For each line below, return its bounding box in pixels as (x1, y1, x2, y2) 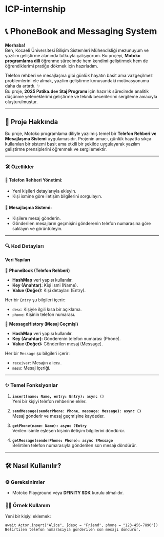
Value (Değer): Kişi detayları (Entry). (12, 288, 86, 293)
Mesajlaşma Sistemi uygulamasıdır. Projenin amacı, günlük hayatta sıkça (5, 135, 152, 141)
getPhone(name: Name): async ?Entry (12, 423, 87, 428)
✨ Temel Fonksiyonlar (5, 382, 58, 389)
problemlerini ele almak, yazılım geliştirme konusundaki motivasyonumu (5, 78, 149, 84)
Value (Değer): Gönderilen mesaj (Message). (12, 341, 103, 347)
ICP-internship (5, 3, 66, 15)
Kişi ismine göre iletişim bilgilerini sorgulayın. (12, 193, 102, 199)
